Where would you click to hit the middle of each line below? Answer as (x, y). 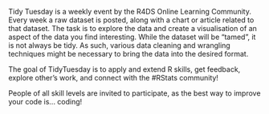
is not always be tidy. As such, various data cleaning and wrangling (119, 45)
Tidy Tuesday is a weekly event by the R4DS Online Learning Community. (130, 12)
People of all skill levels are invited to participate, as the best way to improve (134, 93)
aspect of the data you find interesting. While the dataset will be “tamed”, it (132, 37)
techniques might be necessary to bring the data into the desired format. (128, 54)
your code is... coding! (45, 102)
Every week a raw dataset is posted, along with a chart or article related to (131, 20)
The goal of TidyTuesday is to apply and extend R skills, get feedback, (124, 69)
